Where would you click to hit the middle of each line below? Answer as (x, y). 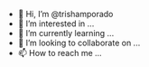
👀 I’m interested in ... (56, 24)
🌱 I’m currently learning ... (66, 33)
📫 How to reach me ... (60, 53)
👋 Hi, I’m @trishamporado (65, 14)
